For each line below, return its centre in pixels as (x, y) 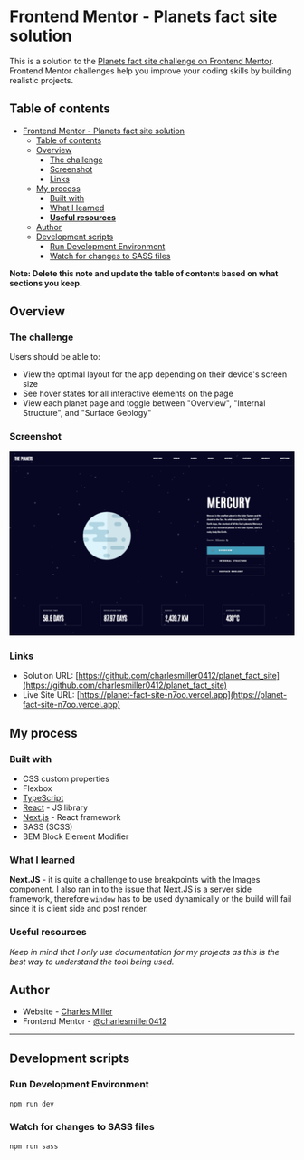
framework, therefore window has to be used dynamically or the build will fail (151, 899)
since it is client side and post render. (79, 909)
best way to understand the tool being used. (92, 962)
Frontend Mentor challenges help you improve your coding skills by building (151, 71)
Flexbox (37, 788)
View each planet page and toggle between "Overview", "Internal (144, 403)
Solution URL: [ (50, 676)
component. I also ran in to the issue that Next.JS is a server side (130, 889)
